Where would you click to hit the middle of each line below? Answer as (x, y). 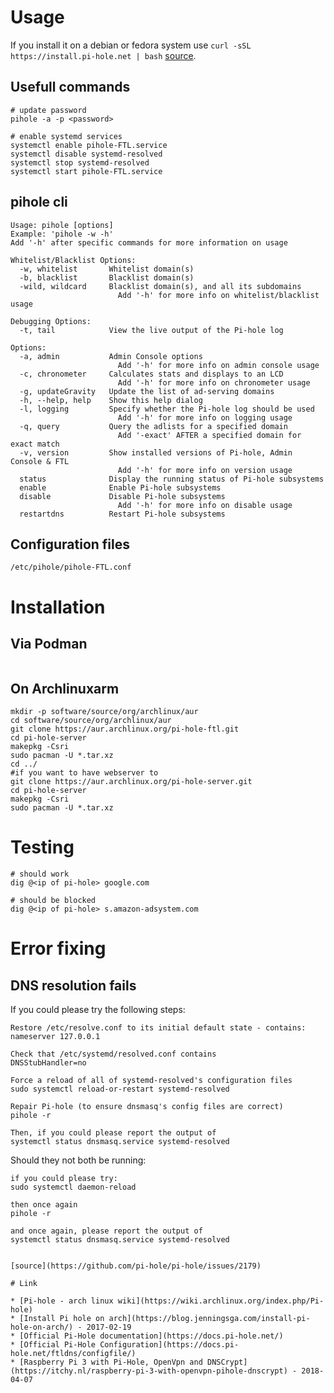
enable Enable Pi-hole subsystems (120, 487)
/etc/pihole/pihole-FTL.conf (71, 567)
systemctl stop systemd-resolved (80, 162)
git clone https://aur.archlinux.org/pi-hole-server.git (131, 782)
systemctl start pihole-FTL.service (86, 171)
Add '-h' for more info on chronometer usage (214, 382)
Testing (42, 847)
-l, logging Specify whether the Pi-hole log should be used (167, 409)
